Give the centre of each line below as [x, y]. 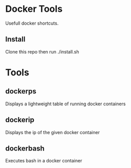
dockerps [21, 91]
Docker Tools [34, 9]
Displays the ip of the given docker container [52, 132]
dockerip [20, 120]
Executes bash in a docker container [44, 161]
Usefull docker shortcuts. [32, 23]
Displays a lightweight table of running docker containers [65, 104]
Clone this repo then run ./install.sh [42, 51]
